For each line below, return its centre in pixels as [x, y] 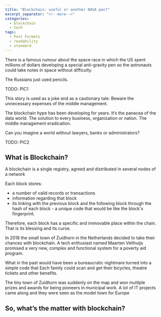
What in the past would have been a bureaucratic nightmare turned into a [78, 263]
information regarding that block [44, 198]
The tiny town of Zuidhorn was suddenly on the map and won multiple [75, 282]
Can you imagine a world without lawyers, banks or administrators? [72, 132]
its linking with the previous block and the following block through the [82, 204]
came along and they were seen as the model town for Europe [67, 293]
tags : [10, 32]
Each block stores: [24, 184]
